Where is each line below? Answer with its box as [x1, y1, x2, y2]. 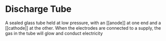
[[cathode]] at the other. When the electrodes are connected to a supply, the [5, 25, 161, 31]
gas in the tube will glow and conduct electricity [5, 30, 103, 36]
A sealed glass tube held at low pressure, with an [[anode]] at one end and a [5, 20, 161, 26]
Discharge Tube [5, 3, 72, 15]
